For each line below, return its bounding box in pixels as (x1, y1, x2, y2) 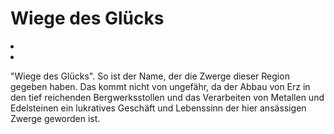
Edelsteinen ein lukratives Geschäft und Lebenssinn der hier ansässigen (10, 102, 307, 114)
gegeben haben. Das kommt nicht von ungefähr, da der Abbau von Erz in (10, 80, 311, 92)
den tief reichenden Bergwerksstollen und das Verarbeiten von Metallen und (10, 91, 325, 103)
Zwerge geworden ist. (10, 112, 101, 124)
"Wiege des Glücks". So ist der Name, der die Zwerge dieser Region (10, 70, 290, 82)
